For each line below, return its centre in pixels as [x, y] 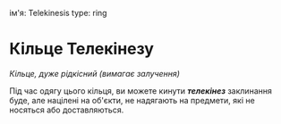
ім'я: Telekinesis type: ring [58, 13]
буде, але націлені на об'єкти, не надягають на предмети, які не [132, 100]
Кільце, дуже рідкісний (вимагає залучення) [95, 73]
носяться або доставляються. [67, 110]
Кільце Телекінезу [82, 49]
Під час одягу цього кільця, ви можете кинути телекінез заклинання [141, 91]
